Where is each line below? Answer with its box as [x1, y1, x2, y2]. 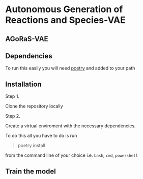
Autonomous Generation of [5, 4, 123, 15]
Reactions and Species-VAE [5, 14, 126, 26]
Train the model [5, 167, 56, 175]
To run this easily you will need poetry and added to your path [5, 65, 135, 71]
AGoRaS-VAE [5, 34, 48, 43]
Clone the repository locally [5, 103, 63, 110]
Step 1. [5, 93, 19, 99]
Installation [5, 80, 42, 88]
